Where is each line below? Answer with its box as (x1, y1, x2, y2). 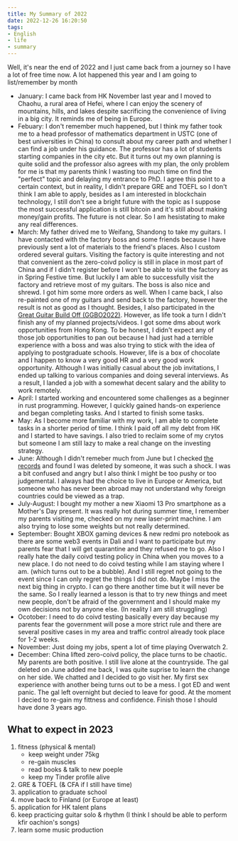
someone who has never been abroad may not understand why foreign (17, 484, 226, 492)
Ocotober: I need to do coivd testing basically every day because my (17, 612, 220, 621)
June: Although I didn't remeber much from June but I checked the (17, 454, 214, 462)
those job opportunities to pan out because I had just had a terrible (17, 333, 213, 342)
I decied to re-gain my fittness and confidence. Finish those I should (17, 695, 218, 704)
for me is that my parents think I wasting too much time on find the (17, 168, 212, 175)
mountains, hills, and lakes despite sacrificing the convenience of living (17, 107, 227, 115)
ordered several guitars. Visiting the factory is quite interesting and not (17, 250, 225, 259)
